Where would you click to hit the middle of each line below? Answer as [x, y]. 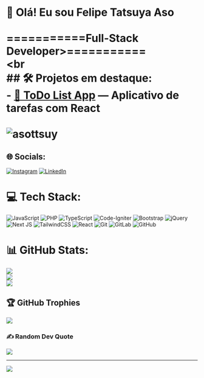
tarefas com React [53, 108]
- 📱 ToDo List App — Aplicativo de [93, 95]
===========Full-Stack [72, 38]
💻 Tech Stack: [44, 197]
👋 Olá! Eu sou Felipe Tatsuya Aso [90, 12]
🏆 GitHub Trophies [43, 303]
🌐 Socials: [26, 157]
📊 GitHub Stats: [48, 250]
